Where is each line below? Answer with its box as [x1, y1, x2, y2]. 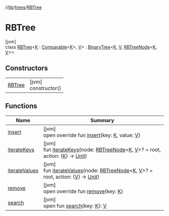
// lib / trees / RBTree [5, 5, 42, 10]
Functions [5, 102, 38, 111]
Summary [90, 117, 115, 124]
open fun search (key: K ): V [43, 202, 107, 209]
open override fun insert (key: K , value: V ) [43, 131, 141, 138]
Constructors [5, 64, 48, 73]
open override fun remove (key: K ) [43, 188, 123, 195]
